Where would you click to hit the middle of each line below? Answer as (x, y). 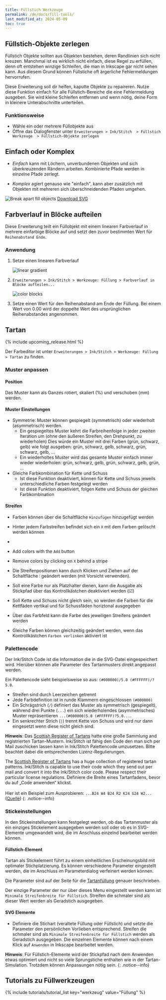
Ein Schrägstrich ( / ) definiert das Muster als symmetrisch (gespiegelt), (84, 705)
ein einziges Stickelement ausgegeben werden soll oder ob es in (71, 828)
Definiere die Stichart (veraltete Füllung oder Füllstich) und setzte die (83, 923)
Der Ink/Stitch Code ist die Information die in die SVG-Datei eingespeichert (81, 659)
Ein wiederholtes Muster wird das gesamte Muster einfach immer (86, 457)
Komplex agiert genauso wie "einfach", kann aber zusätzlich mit (77, 184)
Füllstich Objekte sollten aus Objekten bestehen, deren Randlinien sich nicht (83, 56)
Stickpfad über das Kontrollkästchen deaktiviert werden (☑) (73, 591)
